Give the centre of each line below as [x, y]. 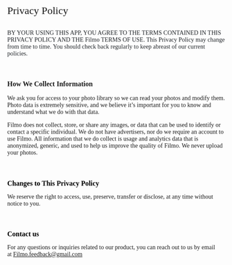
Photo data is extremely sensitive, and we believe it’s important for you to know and [109, 106]
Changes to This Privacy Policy [53, 183]
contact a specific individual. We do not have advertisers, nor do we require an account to [115, 132]
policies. [18, 54]
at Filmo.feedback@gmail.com [45, 254]
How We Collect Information [50, 84]
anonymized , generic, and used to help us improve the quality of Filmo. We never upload [115, 146]
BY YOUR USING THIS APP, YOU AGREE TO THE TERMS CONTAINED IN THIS [114, 33]
